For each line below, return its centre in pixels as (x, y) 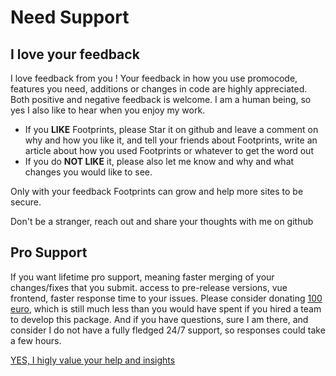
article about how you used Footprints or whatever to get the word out (169, 150)
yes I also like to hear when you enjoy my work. (108, 110)
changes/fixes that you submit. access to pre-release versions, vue (149, 287)
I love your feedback (75, 54)
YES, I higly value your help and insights (93, 360)
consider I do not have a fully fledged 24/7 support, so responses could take (168, 330)
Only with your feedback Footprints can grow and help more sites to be (157, 191)
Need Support (70, 17)
